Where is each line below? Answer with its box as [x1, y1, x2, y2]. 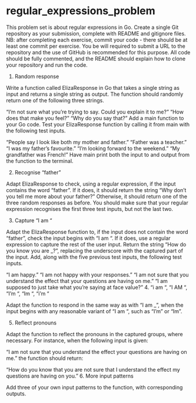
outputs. [6, 390, 26, 397]
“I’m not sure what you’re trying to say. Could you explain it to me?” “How [6, 108, 184, 115]
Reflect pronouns [14, 319, 57, 326]
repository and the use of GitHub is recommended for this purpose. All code [6, 48, 191, 56]
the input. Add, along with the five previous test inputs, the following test [6, 253, 182, 261]
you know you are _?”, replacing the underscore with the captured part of [6, 247, 184, 254]
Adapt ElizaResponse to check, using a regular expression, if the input [6, 180, 176, 187]
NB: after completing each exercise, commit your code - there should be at [6, 36, 188, 43]
